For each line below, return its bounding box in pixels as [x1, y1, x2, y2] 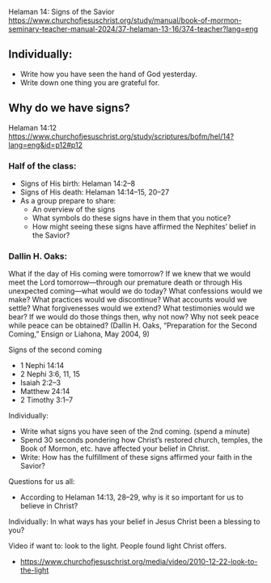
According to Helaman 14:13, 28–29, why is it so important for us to [19, 492, 244, 502]
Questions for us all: [8, 477, 75, 487]
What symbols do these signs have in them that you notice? [32, 212, 231, 222]
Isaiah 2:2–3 [19, 378, 61, 388]
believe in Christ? [19, 501, 78, 511]
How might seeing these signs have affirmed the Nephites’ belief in [32, 221, 256, 231]
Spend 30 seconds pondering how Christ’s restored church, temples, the [19, 435, 263, 445]
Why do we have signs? [8, 101, 131, 115]
